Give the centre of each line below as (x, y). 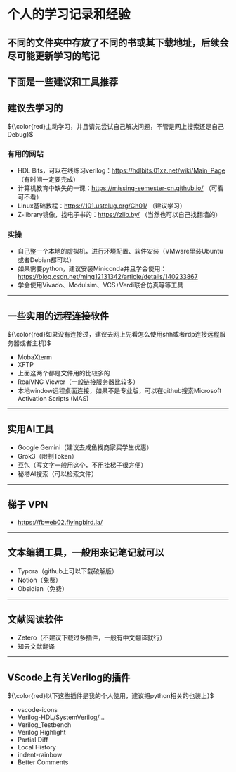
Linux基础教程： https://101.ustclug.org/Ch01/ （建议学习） (101, 206)
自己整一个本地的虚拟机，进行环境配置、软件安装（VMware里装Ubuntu (120, 251)
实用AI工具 (31, 429)
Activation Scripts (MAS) (53, 399)
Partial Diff (33, 740)
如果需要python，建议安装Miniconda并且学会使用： (92, 269)
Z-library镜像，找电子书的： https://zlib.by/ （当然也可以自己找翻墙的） (119, 215)
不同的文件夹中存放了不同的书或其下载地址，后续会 (118, 43)
